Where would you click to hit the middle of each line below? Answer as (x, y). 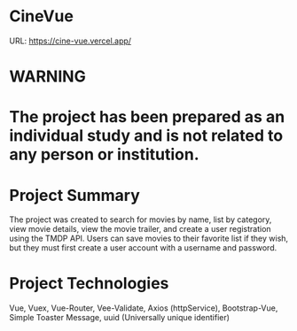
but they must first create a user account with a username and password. (143, 248)
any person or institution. (104, 154)
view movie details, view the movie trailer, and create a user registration (141, 229)
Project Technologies (89, 284)
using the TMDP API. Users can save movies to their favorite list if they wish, (149, 239)
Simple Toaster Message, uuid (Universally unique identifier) (120, 318)
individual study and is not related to (146, 136)
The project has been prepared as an (147, 117)
